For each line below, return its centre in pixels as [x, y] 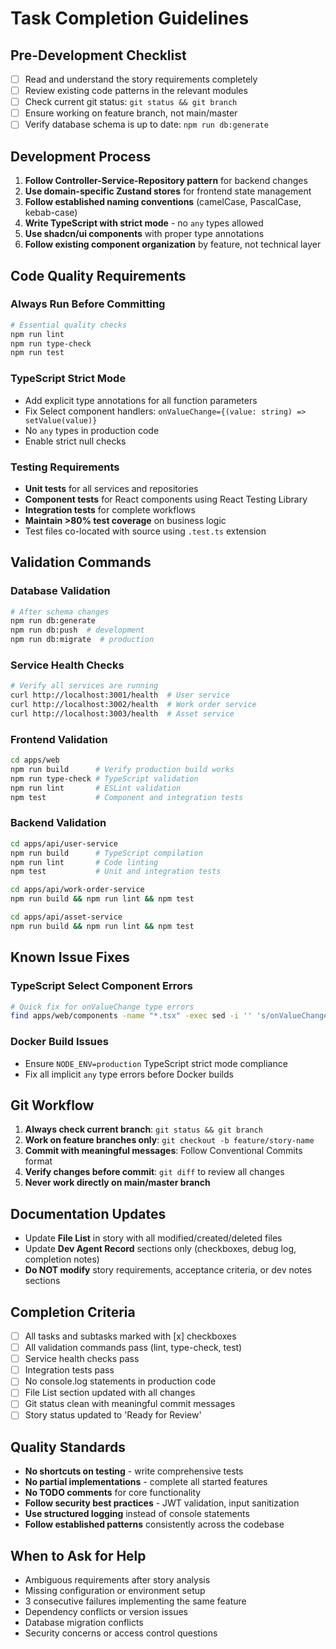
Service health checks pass [82, 1359]
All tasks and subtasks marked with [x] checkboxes [130, 1336]
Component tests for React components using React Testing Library [166, 499]
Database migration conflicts [84, 1623]
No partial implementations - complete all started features [146, 1482]
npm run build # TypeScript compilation [106, 853]
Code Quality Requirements [98, 275]
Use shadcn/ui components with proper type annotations [144, 234]
